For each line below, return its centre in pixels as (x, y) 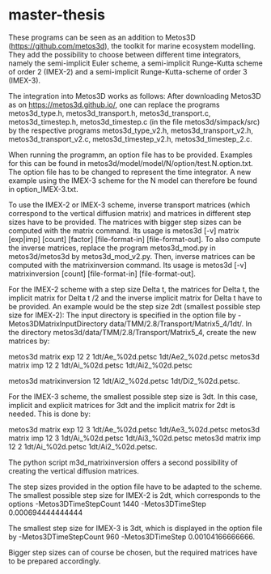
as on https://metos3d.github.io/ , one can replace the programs (114, 104)
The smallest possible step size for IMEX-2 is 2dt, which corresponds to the (134, 495)
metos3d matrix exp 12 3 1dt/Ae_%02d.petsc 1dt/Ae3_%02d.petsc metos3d (134, 429)
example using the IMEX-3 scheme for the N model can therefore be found (133, 181)
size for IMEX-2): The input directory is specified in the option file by (122, 315)
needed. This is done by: (50, 414)
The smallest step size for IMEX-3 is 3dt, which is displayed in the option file (135, 528)
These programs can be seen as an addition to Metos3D (102, 37)
